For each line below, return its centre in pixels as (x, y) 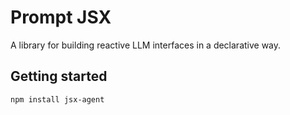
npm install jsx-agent (57, 99)
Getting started (59, 76)
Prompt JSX (61, 17)
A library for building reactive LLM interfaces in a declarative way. (146, 45)
